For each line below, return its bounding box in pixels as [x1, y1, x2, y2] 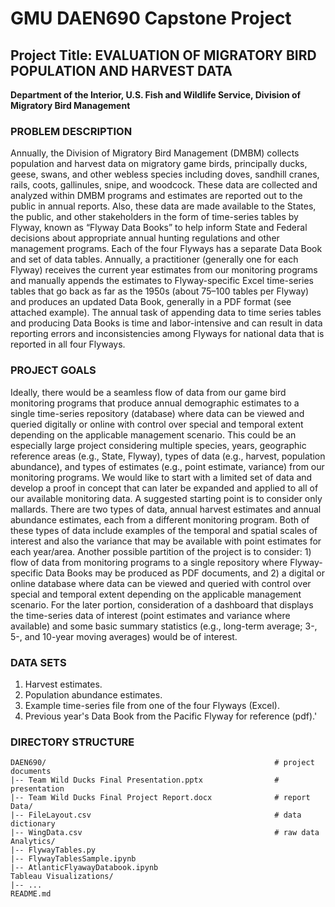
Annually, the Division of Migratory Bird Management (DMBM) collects [10, 147, 300, 159]
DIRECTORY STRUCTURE [10, 735, 135, 749]
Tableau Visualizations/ [10, 872, 114, 882]
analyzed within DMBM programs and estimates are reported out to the [10, 190, 303, 202]
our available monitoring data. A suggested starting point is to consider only [10, 492, 323, 504]
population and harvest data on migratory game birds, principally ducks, [10, 158, 308, 170]
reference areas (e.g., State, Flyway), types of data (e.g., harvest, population [10, 450, 326, 462]
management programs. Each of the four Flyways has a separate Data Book [10, 243, 323, 255]
